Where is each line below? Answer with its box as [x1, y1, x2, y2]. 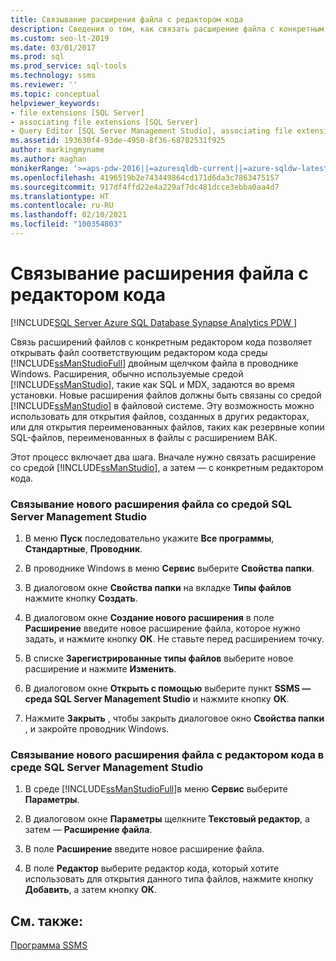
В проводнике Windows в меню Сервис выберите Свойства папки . [24, 562, 315, 575]
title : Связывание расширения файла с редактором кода [10, 14, 244, 25]
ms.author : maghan [10, 154, 87, 164]
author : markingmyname [10, 145, 105, 155]
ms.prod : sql [10, 52, 65, 62]
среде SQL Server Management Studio [10, 761, 204, 775]
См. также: [10, 912, 84, 930]
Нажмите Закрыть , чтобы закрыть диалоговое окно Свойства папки [24, 712, 325, 725]
